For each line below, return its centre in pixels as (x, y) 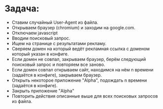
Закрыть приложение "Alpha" (43, 91)
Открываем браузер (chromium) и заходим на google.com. (73, 27)
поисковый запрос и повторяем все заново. (59, 64)
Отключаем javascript (35, 33)
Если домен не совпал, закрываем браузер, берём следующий (79, 59)
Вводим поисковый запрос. (41, 38)
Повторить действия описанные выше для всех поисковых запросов (85, 96)
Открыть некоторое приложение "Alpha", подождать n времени (79, 80)
